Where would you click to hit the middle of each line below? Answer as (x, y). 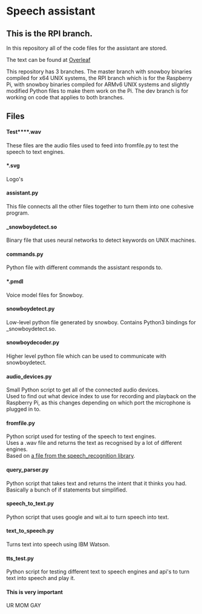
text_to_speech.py (30, 531)
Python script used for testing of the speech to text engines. (81, 436)
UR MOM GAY (24, 606)
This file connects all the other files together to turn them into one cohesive (100, 206)
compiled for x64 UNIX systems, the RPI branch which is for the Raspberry (99, 78)
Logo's (15, 179)
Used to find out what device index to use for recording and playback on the (101, 396)
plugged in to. (24, 409)
